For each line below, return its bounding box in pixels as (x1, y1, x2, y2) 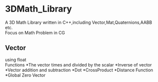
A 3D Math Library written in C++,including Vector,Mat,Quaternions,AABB (5, 19, 152, 25)
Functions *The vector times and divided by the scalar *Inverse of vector (5, 62, 152, 67)
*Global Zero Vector (5, 72, 46, 78)
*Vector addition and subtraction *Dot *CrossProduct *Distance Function (5, 67, 153, 73)
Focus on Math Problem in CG (5, 30, 65, 35)
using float (5, 57, 27, 63)
